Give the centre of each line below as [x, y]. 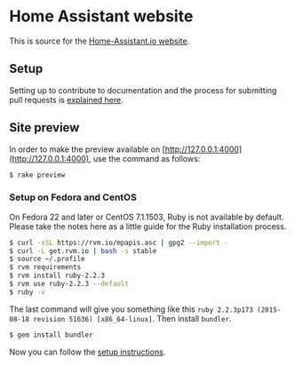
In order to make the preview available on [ [88, 149]
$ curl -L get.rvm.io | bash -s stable [83, 251]
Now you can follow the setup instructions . [88, 352]
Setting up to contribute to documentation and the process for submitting [143, 90]
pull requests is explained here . [67, 99]
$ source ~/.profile [48, 259]
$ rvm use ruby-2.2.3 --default [69, 284]
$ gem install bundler [51, 335]
